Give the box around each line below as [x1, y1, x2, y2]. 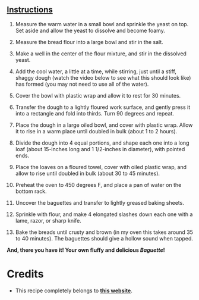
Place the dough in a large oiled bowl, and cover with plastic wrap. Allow [15, 121, 193, 129]
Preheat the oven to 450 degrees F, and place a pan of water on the [15, 181, 182, 188]
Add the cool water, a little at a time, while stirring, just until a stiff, [15, 68, 177, 75]
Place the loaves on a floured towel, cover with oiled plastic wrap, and [15, 163, 187, 170]
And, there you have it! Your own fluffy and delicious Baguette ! [7, 246, 165, 254]
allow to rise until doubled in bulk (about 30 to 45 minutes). [15, 170, 160, 177]
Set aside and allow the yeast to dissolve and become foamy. [15, 27, 165, 34]
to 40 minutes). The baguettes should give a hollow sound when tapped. [15, 235, 194, 242]
